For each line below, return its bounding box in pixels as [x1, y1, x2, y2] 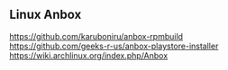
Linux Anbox [9, 7, 82, 22]
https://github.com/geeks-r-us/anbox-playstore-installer [9, 40, 219, 51]
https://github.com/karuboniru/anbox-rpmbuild [9, 31, 183, 41]
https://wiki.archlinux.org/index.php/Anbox [9, 49, 169, 61]
